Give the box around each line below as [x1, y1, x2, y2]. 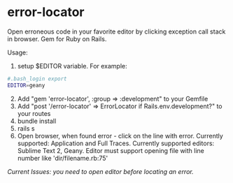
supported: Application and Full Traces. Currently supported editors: [17, 139, 215, 147]
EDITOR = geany [7, 82, 45, 89]
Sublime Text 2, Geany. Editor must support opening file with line [17, 146, 204, 154]
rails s [17, 124, 35, 133]
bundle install [17, 117, 57, 125]
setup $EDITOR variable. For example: [17, 61, 127, 70]
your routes [17, 109, 51, 117]
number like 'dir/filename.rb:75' [17, 154, 108, 162]
